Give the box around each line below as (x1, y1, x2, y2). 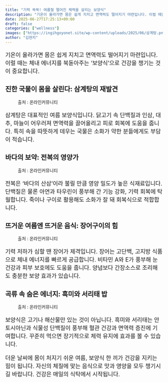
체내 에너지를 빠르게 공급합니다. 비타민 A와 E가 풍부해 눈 (17, 256, 158, 264)
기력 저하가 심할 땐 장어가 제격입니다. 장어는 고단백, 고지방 (5, 248, 151, 255)
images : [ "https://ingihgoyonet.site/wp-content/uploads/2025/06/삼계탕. (5, 30, 159, 35)
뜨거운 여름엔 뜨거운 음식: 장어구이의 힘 (5, 221, 118, 230)
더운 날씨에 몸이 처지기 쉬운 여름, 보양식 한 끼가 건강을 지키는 (5, 355, 157, 362)
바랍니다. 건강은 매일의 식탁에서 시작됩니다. (11, 371, 120, 378)
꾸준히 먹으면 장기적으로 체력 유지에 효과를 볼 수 (29, 333, 149, 340)
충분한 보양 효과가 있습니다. (11, 273, 81, 280)
